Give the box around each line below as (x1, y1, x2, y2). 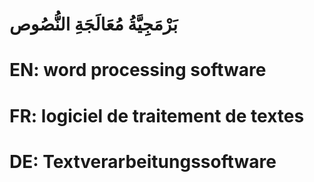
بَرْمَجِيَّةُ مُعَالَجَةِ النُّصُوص (9, 13, 179, 36)
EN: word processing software (9, 59, 267, 82)
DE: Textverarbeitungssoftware (9, 150, 277, 173)
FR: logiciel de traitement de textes (9, 104, 305, 127)
